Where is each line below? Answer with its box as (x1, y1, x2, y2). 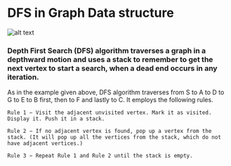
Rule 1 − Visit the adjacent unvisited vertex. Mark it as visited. (7, 109, 212, 117)
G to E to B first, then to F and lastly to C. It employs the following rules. (7, 96, 213, 104)
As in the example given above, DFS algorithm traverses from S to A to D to (7, 88, 225, 96)
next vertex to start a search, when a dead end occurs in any (7, 63, 218, 73)
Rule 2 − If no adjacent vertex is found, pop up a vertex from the (7, 128, 212, 135)
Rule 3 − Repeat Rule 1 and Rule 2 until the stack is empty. (7, 153, 193, 160)
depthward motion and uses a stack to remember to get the (7, 54, 213, 64)
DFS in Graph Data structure (7, 5, 174, 21)
